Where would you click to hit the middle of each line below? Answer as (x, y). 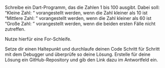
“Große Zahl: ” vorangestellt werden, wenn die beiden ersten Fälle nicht (80, 24)
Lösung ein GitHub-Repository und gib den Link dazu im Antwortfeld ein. (81, 60)
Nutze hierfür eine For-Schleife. (38, 39)
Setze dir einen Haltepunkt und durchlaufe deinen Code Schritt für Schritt (82, 49)
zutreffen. (15, 29)
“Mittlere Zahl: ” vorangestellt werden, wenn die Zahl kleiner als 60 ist (78, 18)
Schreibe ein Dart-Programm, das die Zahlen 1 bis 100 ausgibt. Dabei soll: (82, 7)
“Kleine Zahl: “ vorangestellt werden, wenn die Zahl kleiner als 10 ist (76, 13)
